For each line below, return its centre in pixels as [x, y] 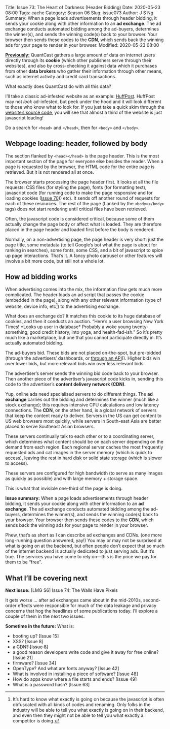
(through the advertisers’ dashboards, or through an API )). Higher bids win [83, 358]
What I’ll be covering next [46, 578]
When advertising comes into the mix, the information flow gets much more [84, 289]
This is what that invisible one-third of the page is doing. [64, 488]
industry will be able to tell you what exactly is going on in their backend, [88, 710]
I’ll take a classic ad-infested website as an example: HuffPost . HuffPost [80, 96]
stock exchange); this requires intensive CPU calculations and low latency [82, 405]
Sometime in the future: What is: [40, 626]
